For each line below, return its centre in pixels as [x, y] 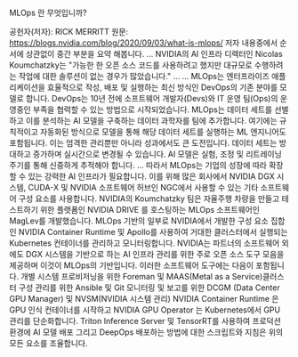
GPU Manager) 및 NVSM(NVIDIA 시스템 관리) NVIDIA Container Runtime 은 [144, 299]
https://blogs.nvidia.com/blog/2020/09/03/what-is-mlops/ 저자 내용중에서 [144, 43]
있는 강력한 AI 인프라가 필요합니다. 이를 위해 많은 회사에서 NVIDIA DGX [152, 176]
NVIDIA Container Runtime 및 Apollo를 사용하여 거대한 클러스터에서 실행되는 [153, 232]
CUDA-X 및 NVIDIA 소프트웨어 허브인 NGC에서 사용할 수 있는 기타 [143, 188]
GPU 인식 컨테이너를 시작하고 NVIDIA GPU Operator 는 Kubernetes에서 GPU [145, 310]
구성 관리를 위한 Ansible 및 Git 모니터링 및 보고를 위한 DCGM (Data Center [149, 288]
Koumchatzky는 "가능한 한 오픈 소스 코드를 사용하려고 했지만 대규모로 [131, 65]
